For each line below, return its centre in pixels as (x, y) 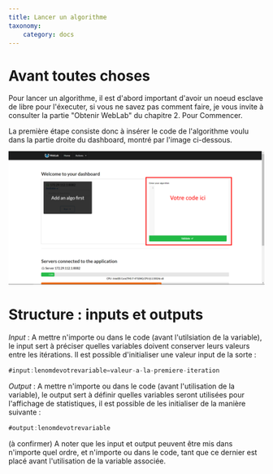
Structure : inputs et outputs (106, 315)
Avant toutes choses (79, 75)
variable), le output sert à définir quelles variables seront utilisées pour (127, 394)
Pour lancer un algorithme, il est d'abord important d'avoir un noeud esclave (136, 99)
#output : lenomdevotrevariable (60, 428)
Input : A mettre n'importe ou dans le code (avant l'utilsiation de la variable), (135, 337)
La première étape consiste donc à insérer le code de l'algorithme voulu (129, 131)
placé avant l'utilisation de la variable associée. (87, 461)
